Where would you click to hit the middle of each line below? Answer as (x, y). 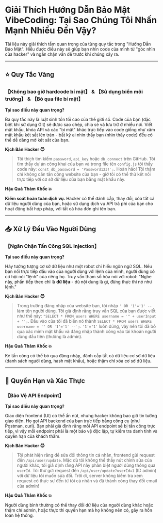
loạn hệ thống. (19, 515)
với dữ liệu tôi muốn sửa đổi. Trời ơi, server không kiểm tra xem (80, 475)
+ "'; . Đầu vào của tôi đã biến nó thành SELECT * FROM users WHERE (84, 321)
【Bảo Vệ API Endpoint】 (35, 396)
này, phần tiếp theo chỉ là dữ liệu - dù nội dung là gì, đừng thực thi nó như (79, 282)
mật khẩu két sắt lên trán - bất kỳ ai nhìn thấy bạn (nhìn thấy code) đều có (79, 135)
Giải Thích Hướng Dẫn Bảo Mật (67, 10)
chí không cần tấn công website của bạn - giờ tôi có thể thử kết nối (84, 174)
